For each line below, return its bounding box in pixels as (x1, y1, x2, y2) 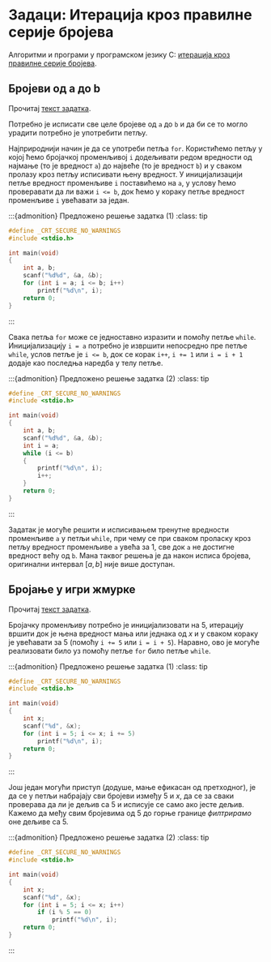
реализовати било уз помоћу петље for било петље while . (8, 646, 211, 655)
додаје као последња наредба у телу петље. (8, 358, 163, 367)
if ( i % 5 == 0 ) (37, 908, 92, 917)
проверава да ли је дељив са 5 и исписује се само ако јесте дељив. (8, 800, 244, 810)
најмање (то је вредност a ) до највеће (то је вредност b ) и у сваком (8, 161, 243, 170)
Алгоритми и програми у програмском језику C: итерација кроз (8, 49, 231, 59)
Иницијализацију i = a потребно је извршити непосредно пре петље (8, 341, 248, 350)
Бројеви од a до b (8, 82, 101, 96)
